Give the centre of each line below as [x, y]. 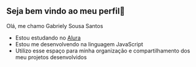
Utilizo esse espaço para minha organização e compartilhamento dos [103, 51]
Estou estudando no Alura [48, 38]
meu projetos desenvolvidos [51, 57]
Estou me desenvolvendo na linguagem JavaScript [79, 44]
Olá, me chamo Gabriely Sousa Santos [55, 26]
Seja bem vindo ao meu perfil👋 [66, 11]
